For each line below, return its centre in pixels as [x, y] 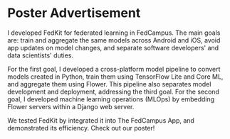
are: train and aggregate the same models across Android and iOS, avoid [114, 40]
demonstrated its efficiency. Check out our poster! [81, 128]
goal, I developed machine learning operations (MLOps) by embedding [111, 99]
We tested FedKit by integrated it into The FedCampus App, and [101, 120]
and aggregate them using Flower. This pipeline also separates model [109, 84]
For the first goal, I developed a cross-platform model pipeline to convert [114, 69]
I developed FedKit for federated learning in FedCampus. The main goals [114, 33]
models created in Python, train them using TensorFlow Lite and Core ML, [115, 77]
